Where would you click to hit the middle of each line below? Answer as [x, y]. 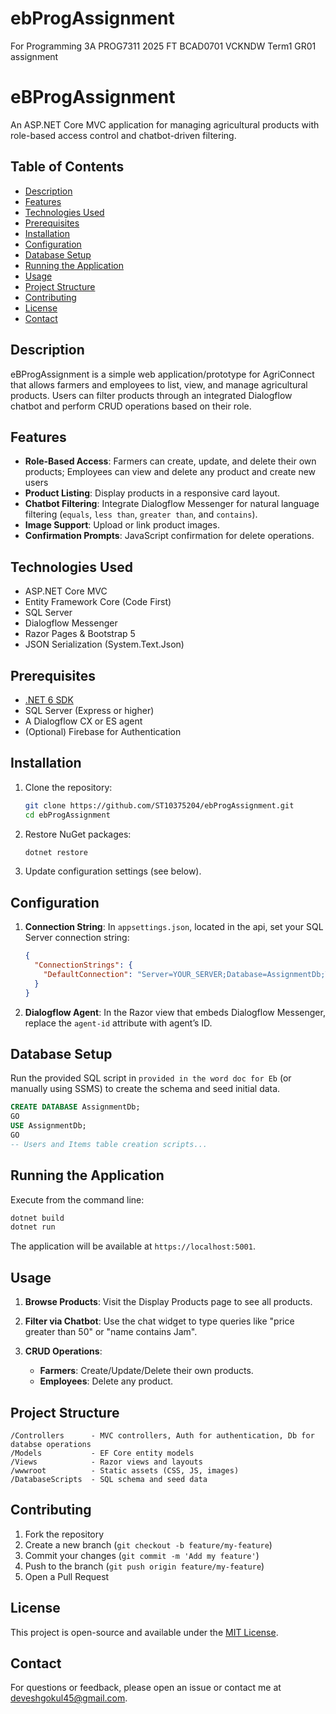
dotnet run [33, 1227]
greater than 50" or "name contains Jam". [111, 1332]
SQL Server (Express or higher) [89, 710]
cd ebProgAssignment [67, 815]
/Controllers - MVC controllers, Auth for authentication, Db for [162, 1435]
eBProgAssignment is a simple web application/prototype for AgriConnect [162, 374]
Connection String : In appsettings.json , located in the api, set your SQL [174, 927]
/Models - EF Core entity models [102, 1453]
